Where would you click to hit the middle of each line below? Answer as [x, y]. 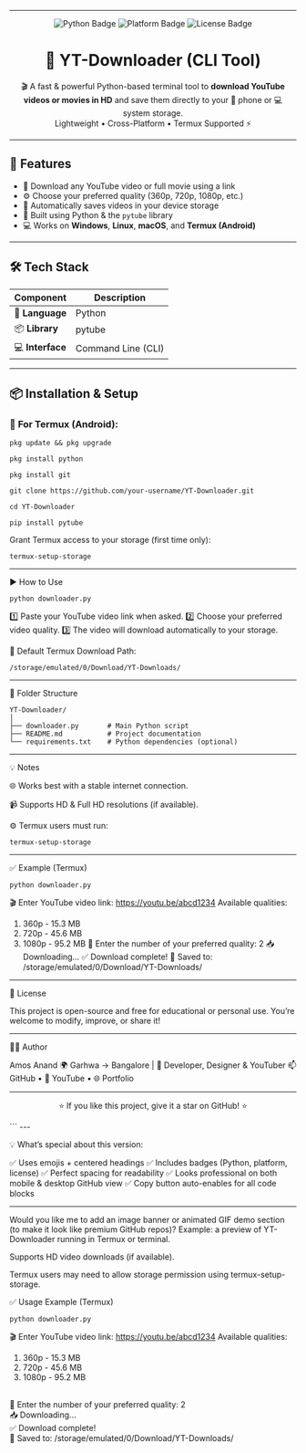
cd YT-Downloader [42, 507]
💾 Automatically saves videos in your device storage [121, 205]
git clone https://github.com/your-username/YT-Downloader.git [132, 491]
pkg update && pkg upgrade [61, 444]
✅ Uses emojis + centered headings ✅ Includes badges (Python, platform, [148, 1163]
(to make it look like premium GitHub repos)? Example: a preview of [136, 1229]
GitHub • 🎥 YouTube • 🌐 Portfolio [72, 1079]
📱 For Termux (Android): [64, 423]
